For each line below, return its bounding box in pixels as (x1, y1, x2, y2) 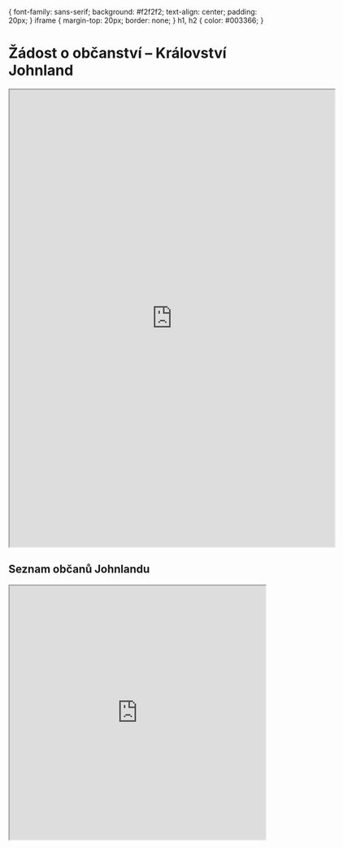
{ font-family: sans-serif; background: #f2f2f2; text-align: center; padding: (8, 7, 258, 16)
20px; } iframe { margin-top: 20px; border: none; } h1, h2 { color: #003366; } (8, 15, 264, 25)
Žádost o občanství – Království (8, 44, 227, 63)
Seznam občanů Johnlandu (8, 563, 150, 576)
